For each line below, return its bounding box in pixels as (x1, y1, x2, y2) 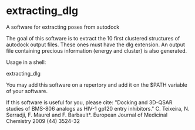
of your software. (6, 87, 48, 94)
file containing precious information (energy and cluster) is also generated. (6, 47, 187, 54)
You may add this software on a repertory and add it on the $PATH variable (6, 81, 188, 88)
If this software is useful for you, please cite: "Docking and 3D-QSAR (6, 98, 173, 106)
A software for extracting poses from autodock (6, 23, 120, 30)
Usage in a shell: (6, 59, 46, 66)
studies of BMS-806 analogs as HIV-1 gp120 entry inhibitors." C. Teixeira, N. (6, 105, 190, 112)
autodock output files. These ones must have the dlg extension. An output (6, 41, 185, 48)
